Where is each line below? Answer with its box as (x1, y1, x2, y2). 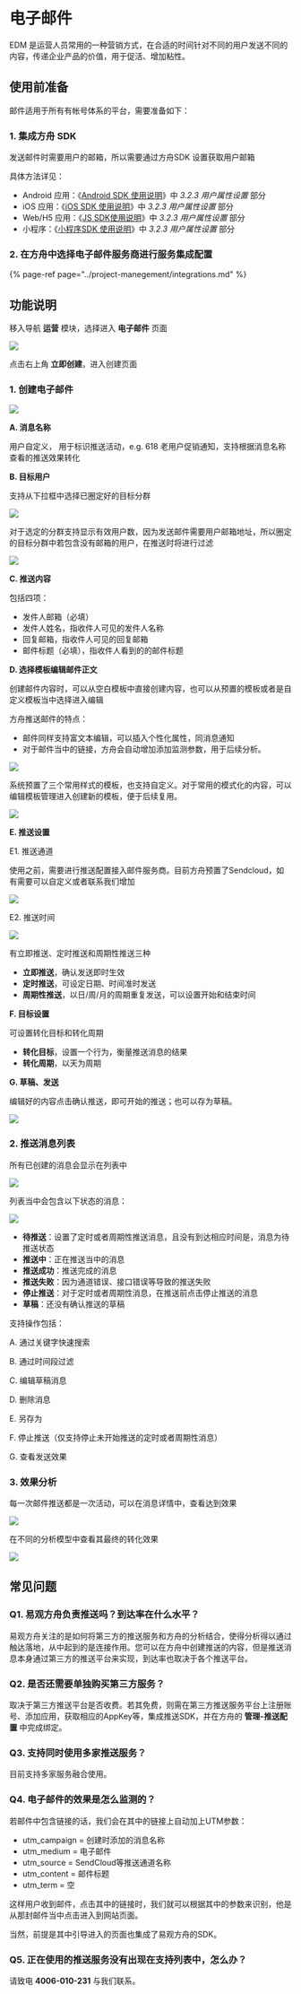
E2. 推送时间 (9, 912, 56, 923)
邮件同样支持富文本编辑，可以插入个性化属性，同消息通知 (21, 733, 235, 744)
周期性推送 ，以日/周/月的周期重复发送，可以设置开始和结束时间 (21, 989, 256, 1000)
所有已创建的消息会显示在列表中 (9, 1159, 127, 1171)
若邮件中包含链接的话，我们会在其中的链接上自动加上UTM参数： (9, 1815, 248, 1826)
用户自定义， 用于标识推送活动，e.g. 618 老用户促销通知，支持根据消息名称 (9, 441, 287, 452)
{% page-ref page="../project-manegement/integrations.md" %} (9, 269, 247, 280)
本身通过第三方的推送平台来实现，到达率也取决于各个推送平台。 (16, 1652, 253, 1664)
